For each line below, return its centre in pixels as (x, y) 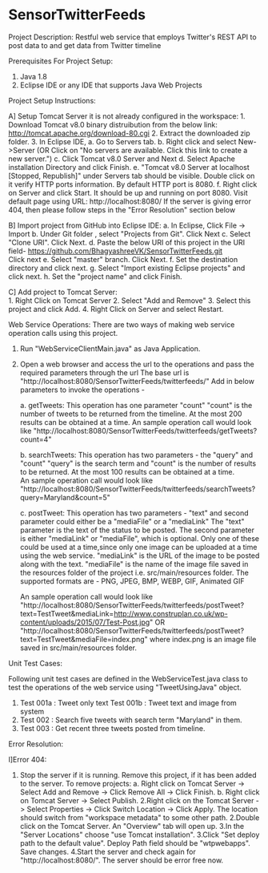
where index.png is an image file (203, 639)
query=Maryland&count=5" (65, 497)
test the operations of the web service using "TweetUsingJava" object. (125, 687)
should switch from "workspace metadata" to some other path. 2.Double (140, 817)
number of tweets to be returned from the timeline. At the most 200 (131, 414)
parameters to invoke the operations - (82, 390)
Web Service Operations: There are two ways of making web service (122, 324)
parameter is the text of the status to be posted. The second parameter (137, 530)
